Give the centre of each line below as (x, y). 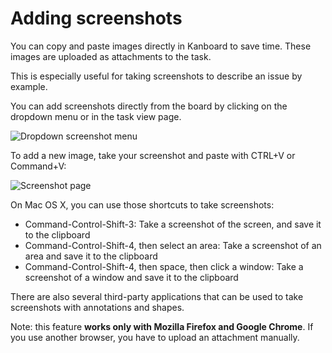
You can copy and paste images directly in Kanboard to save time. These (161, 46)
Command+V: (38, 166)
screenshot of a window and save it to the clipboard (131, 277)
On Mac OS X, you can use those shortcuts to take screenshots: (142, 204)
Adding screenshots (96, 18)
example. (29, 86)
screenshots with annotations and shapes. (97, 307)
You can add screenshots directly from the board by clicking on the (149, 106)
